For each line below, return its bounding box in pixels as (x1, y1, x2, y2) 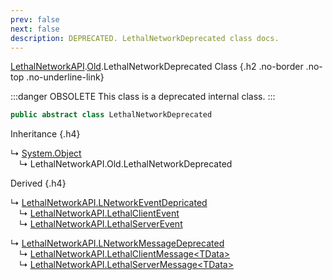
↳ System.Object (10, 147, 82, 160)
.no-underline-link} (26, 71, 105, 83)
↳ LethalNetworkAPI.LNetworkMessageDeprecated (10, 237, 225, 250)
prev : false (10, 14, 60, 25)
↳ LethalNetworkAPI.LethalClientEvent (19, 207, 180, 220)
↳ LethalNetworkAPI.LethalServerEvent (19, 218, 183, 230)
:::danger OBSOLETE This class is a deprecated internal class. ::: (10, 91, 276, 103)
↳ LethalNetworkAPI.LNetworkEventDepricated (10, 197, 208, 209)
